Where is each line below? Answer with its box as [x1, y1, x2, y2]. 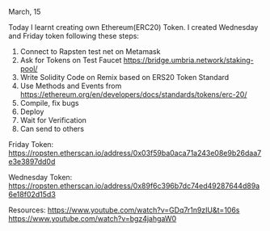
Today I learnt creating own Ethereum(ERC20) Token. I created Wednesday [8, 23, 259, 31]
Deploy [19, 107, 44, 116]
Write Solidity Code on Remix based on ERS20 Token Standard [19, 73, 230, 82]
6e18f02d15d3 [8, 190, 57, 199]
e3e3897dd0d [8, 157, 56, 166]
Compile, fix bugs [19, 99, 79, 107]
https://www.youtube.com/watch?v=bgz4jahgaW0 [8, 214, 177, 223]
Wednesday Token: [8, 173, 73, 182]
